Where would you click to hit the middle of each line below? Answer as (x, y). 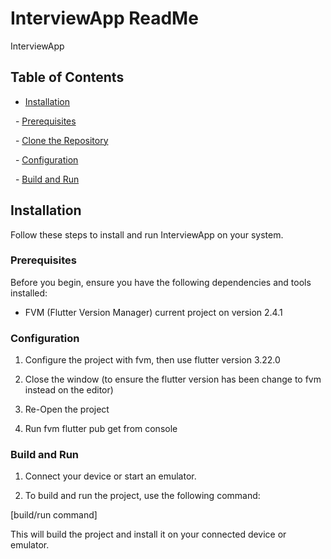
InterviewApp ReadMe (104, 18)
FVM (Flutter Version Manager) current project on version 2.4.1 (153, 312)
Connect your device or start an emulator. (110, 476)
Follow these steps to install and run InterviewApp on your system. (147, 234)
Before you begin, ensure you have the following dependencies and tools (161, 282)
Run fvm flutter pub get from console (101, 429)
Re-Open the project (67, 409)
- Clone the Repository (61, 140)
